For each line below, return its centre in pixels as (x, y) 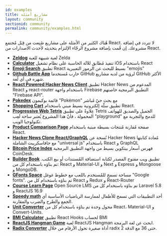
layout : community (24, 19)
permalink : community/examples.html (43, 29)
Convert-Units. (28, 212)
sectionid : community (28, 24)
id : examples (19, 10)
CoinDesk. (23, 154)
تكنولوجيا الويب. (27, 122)
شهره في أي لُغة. (28, 79)
